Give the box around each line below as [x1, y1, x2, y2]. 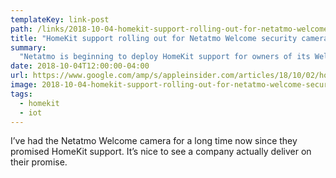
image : [10, 80, 38, 90]
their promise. [10, 156, 68, 168]
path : [10, 24, 33, 34]
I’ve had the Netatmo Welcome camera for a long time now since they [10, 135, 298, 147]
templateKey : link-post [10, 14, 110, 25]
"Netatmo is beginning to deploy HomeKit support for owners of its [19, 52, 311, 62]
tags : [10, 89, 33, 99]
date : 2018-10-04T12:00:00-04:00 [10, 61, 150, 71]
